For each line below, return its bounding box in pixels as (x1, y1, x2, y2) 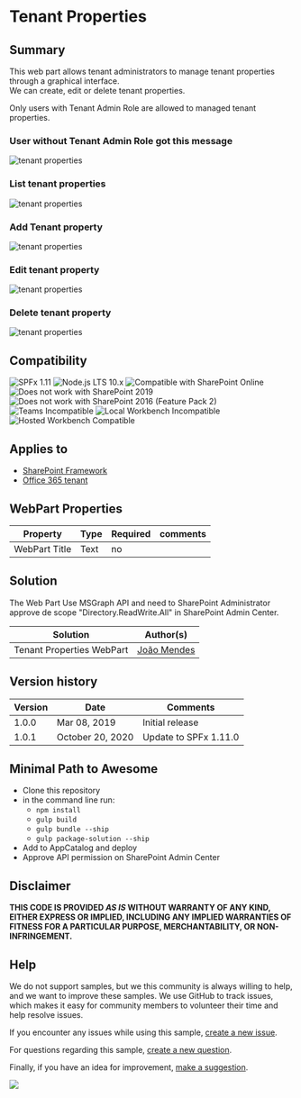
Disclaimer (9, 878, 71, 894)
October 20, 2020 (57, 730, 134, 743)
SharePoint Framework (22, 466, 108, 476)
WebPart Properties (9, 501, 123, 516)
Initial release (142, 716, 199, 729)
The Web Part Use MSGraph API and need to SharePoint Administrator (9, 597, 271, 608)
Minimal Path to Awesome (9, 761, 159, 776)
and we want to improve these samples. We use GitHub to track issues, (9, 990, 274, 1001)
